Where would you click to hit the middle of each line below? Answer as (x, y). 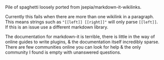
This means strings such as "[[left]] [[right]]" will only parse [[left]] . (82, 22)
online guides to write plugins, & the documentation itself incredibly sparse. (82, 42)
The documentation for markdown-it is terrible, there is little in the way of (80, 37)
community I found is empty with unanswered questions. (63, 52)
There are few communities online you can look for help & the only (73, 47)
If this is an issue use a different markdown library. (57, 27)
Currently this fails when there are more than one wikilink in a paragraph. (80, 16)
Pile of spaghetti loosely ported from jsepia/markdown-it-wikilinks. (73, 7)
